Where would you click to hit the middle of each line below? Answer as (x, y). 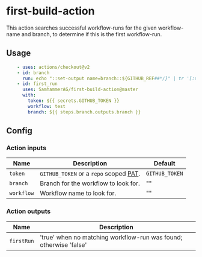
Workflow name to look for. (78, 193)
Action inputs (26, 148)
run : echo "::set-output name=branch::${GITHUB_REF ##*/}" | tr (103, 78)
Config (19, 131)
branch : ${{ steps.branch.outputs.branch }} (84, 112)
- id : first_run (38, 84)
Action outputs (29, 211)
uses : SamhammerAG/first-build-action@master (80, 90)
